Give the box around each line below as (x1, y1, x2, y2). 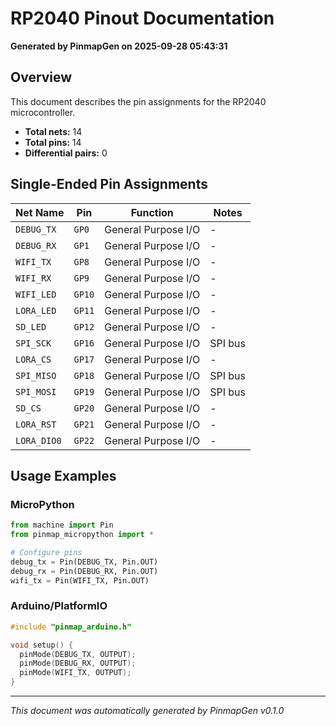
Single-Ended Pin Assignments (10, 176, 208, 193)
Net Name (15, 205, 65, 219)
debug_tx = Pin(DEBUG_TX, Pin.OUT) (10, 557, 159, 567)
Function (130, 205, 174, 219)
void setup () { (10, 640, 74, 650)
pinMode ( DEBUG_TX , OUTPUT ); (19, 649, 137, 659)
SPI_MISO (15, 370, 57, 381)
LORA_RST (15, 418, 57, 430)
